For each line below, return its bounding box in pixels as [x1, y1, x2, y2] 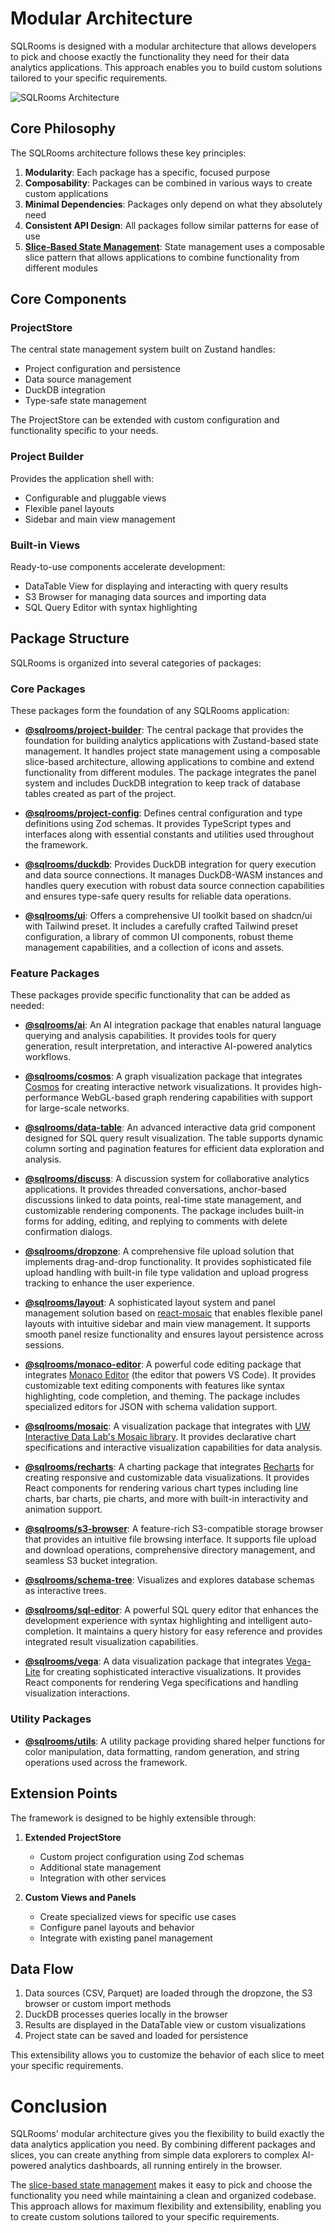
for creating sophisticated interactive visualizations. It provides [42, 1666, 302, 1678]
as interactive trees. [24, 1585, 107, 1597]
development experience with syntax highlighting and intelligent [24, 1615, 289, 1627]
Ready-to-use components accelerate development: [10, 561, 226, 573]
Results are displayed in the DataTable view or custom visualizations [24, 2019, 307, 2031]
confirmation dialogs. [24, 1226, 113, 1238]
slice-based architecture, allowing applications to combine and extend [24, 756, 315, 768]
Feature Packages [10, 967, 100, 981]
